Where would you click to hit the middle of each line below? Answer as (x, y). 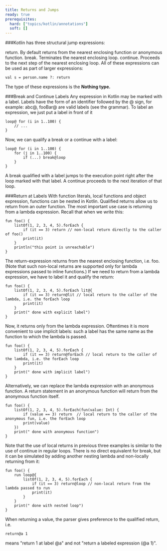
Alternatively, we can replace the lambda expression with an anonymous (80, 386)
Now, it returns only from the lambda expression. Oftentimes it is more (77, 326)
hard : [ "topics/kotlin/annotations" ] (49, 24)
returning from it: (22, 461)
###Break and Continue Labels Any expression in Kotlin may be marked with (84, 97)
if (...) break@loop (44, 158)
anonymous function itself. (32, 396)
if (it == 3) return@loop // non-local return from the (91, 484)
